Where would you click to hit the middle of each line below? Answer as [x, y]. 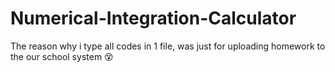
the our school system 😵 [62, 56]
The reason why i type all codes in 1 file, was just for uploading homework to [168, 46]
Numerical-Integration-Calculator [153, 18]
